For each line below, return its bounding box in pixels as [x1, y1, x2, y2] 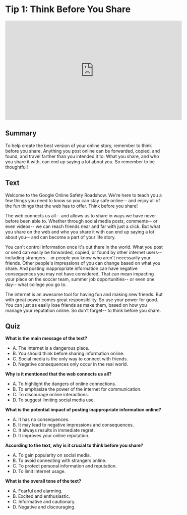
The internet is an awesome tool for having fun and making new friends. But [5, 291, 163, 297]
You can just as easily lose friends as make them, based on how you [5, 302, 147, 308]
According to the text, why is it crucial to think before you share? [5, 442, 144, 448]
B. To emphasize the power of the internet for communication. [12, 386, 142, 392]
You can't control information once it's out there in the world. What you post [5, 244, 163, 250]
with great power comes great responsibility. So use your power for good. [5, 297, 159, 303]
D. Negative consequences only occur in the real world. [12, 361, 129, 367]
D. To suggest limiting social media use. [12, 397, 95, 403]
